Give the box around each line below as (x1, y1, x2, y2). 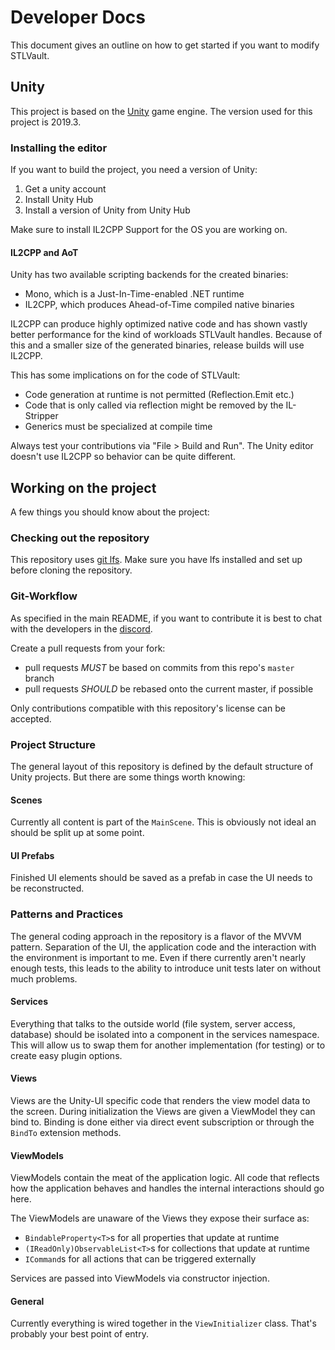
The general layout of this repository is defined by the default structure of (10, 760, 314, 772)
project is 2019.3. (10, 116, 82, 128)
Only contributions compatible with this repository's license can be (10, 702, 286, 714)
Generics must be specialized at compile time (24, 421, 213, 433)
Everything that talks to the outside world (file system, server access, (10, 1017, 296, 1030)
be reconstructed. (10, 882, 85, 895)
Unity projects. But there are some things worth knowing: (10, 771, 246, 783)
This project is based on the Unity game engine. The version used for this (10, 105, 313, 117)
